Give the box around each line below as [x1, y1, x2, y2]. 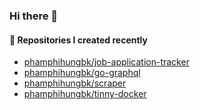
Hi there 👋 [9, 9, 59, 23]
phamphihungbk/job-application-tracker [23, 56, 190, 68]
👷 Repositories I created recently [9, 34, 148, 46]
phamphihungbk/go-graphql [23, 67, 141, 79]
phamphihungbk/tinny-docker [23, 88, 147, 100]
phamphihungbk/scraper [23, 77, 127, 89]
